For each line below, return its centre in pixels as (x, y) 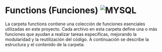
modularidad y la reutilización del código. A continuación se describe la (77, 39)
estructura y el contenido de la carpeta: (45, 44)
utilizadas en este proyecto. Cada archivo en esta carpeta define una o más (81, 29)
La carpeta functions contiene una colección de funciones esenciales (75, 24)
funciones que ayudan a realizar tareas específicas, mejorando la (71, 34)
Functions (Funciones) (52, 10)
